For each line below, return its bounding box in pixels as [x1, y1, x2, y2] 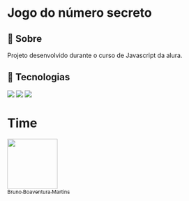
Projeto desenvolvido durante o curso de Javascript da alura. [7, 51, 183, 59]
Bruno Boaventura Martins [7, 188, 70, 195]
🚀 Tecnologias [7, 71, 70, 83]
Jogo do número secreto [7, 5, 152, 21]
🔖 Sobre [7, 33, 43, 45]
